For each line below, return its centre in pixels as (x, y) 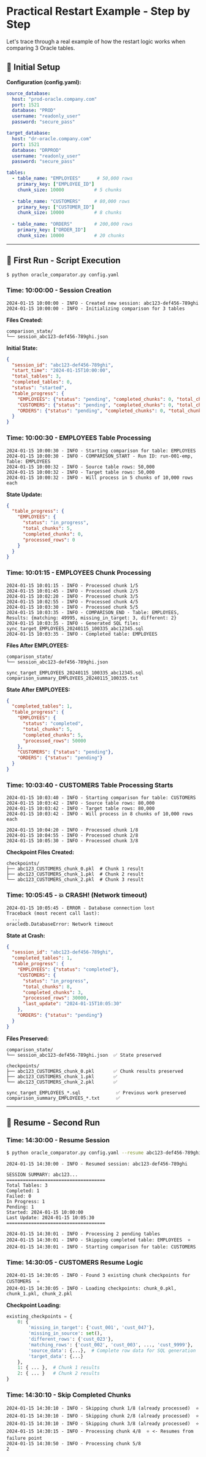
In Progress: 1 (26, 1202)
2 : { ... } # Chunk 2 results (59, 1373)
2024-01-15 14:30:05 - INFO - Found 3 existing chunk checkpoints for (98, 1275)
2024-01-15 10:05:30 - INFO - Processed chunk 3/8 (72, 841)
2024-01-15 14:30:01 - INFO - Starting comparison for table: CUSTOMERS (101, 1247)
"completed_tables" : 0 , (42, 382)
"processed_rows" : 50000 (54, 741)
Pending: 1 (20, 1207)
